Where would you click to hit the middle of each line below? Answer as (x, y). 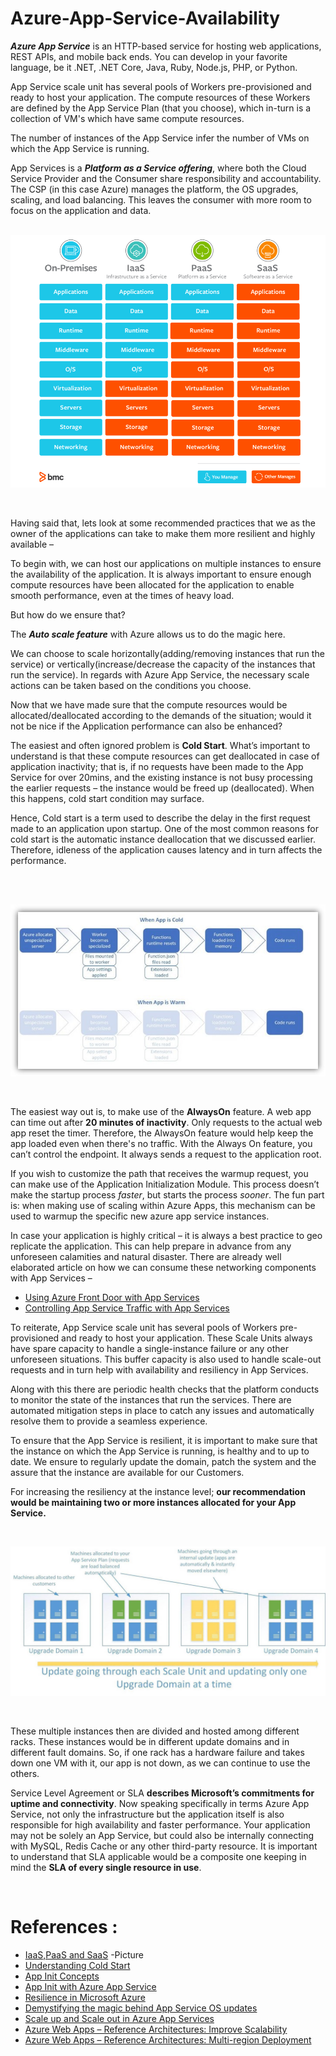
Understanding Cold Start (77, 1966)
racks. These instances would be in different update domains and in (150, 1742)
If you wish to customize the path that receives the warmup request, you (159, 1173)
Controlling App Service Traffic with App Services (127, 1308)
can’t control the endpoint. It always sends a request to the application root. (166, 1154)
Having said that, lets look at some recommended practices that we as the (163, 523)
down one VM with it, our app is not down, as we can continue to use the (160, 1763)
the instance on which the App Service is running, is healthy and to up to (160, 1451)
